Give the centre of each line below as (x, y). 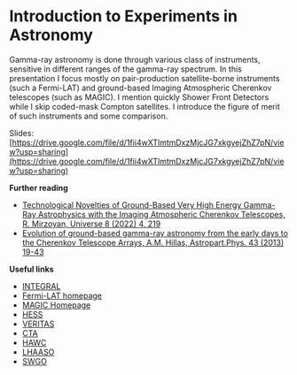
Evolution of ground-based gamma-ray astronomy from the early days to (155, 233)
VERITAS (38, 324)
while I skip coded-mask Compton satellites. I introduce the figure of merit (145, 106)
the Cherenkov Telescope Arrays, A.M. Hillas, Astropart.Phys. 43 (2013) (153, 242)
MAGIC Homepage (56, 305)
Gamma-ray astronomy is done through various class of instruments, (135, 59)
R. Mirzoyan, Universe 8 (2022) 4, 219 (91, 224)
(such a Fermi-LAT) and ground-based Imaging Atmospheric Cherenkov (141, 88)
